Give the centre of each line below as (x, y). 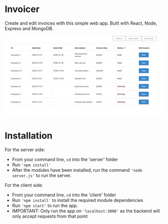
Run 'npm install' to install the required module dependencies (78, 200)
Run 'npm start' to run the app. (45, 205)
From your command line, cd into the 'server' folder (65, 159)
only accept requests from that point (50, 216)
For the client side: (24, 185)
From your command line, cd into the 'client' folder (64, 195)
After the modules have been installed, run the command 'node (77, 170)
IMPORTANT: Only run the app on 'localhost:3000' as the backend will (86, 211)
